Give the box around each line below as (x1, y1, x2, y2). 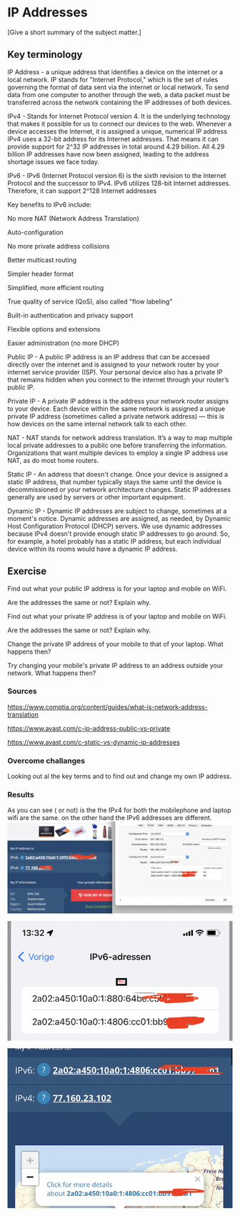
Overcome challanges (7, 755, 86, 765)
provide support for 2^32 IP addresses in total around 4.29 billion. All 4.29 (7, 142, 225, 151)
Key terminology (7, 49, 84, 61)
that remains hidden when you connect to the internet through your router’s (7, 375, 229, 384)
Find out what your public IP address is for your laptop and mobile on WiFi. (7, 584, 227, 593)
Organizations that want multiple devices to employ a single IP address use (7, 448, 229, 457)
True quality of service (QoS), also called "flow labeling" (7, 297, 173, 306)
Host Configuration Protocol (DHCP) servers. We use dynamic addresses (7, 522, 223, 530)
